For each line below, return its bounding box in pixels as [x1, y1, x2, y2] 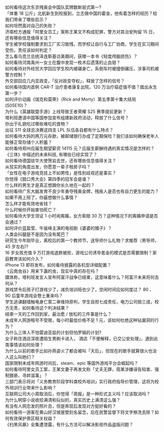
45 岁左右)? [5, 243, 28, 249]
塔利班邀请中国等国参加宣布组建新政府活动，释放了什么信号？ [5, 115, 129, 120]
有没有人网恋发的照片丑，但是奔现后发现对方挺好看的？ [5, 403, 116, 409]
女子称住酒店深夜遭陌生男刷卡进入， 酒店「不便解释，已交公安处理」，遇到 [5, 336, 154, 341]
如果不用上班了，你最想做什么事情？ [5, 194, 78, 200]
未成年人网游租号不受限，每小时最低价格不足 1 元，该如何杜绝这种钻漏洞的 [5, 317, 155, 323]
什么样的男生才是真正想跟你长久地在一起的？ [5, 182, 95, 188]
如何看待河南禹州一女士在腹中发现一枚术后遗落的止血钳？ [5, 59, 121, 65]
